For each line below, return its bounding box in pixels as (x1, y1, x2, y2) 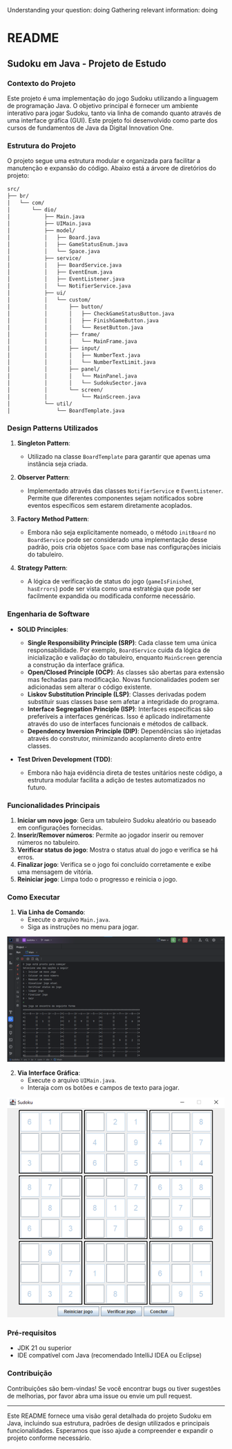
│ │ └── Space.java (7, 248, 100, 255)
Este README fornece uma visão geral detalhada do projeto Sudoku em (7, 1412, 212, 1420)
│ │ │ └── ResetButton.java (7, 324, 144, 331)
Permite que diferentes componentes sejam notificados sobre (27, 494, 204, 502)
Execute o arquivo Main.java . (27, 915, 110, 924)
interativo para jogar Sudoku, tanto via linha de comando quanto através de (7, 109, 222, 117)
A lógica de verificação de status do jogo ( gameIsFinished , (27, 577, 193, 586)
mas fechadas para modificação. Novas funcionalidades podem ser (27, 675, 220, 683)
